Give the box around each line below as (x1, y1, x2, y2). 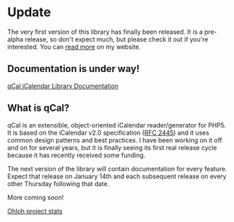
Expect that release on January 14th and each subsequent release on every (7, 172, 227, 180)
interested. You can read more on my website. (7, 42, 141, 51)
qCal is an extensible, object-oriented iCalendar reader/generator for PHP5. (7, 121, 227, 129)
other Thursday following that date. (7, 179, 109, 187)
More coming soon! (7, 193, 64, 202)
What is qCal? (7, 102, 70, 114)
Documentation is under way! (7, 63, 140, 75)
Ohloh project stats (7, 206, 63, 215)
